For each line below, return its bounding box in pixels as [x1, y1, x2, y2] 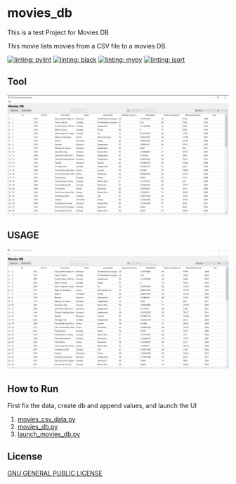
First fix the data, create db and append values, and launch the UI [7, 402, 197, 410]
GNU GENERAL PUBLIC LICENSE [7, 469, 103, 477]
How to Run [7, 383, 59, 395]
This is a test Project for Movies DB [7, 28, 109, 37]
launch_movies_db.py [17, 430, 81, 438]
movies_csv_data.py [17, 415, 76, 424]
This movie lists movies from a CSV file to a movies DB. [7, 41, 167, 50]
